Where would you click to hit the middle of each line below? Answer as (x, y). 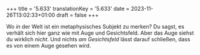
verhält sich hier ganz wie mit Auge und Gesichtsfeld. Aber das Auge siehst (100, 33)
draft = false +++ (78, 15)
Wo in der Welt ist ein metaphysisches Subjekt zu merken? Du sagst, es (95, 27)
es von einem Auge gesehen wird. (49, 45)
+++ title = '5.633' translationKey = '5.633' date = (68, 9)
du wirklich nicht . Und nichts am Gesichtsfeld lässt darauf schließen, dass (98, 39)
